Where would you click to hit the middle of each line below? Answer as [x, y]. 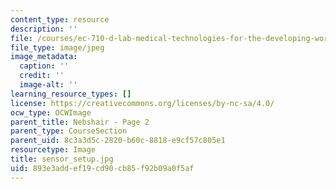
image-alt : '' [48, 85]
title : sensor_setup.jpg [62, 159]
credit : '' [42, 76]
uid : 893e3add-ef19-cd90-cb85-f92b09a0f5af [102, 168]
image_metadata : [44, 57]
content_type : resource [60, 19]
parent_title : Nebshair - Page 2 [80, 122]
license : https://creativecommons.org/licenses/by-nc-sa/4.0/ [142, 103]
